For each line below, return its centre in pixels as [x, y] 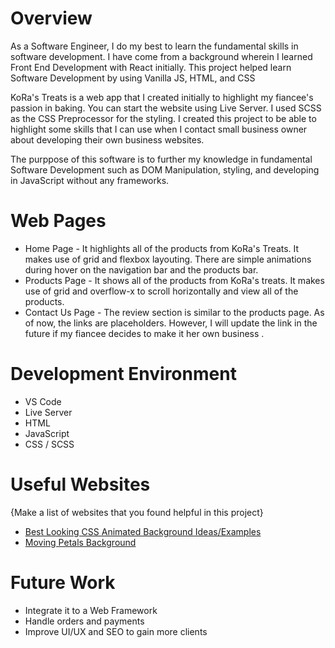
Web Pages [58, 221]
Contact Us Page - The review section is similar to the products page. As [174, 312]
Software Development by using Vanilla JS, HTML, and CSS [133, 78]
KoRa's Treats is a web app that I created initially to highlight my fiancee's [162, 97]
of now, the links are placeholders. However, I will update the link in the [171, 323]
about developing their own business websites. [107, 139]
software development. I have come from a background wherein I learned [161, 56]
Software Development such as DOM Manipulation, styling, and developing [165, 169]
